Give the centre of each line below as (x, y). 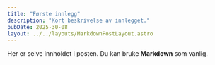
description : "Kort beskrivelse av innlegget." (79, 20)
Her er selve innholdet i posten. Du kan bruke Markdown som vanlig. (108, 54)
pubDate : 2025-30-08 (38, 27)
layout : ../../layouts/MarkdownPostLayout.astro (80, 34)
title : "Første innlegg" (44, 14)
